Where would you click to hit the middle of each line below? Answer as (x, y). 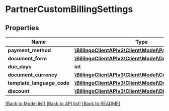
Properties (22, 28)
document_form (27, 59)
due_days (20, 67)
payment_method (29, 50)
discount (19, 91)
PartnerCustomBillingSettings (69, 9)
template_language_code (38, 83)
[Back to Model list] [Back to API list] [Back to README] (63, 103)
